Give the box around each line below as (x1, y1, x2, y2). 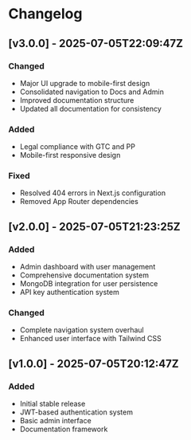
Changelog (8, 5, 83, 23)
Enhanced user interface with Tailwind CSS (19, 334, 162, 344)
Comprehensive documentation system (19, 270, 150, 280)
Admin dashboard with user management (19, 262, 156, 272)
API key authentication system (19, 288, 119, 297)
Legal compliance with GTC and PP (19, 142, 135, 151)
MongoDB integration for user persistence (19, 279, 158, 289)
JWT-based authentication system (19, 407, 134, 417)
